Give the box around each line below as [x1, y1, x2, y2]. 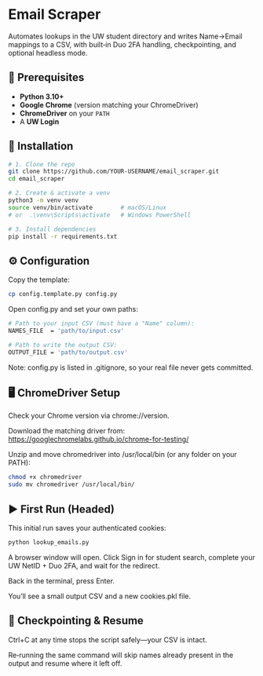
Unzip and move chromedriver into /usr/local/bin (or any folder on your [8, 450, 237, 459]
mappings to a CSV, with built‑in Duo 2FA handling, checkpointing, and [8, 39, 237, 49]
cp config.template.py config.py [8, 290, 118, 298]
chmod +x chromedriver [8, 473, 82, 481]
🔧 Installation [8, 140, 74, 153]
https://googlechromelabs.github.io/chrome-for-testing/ [8, 434, 189, 444]
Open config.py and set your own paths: [8, 305, 139, 314]
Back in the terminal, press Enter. [8, 576, 115, 586]
